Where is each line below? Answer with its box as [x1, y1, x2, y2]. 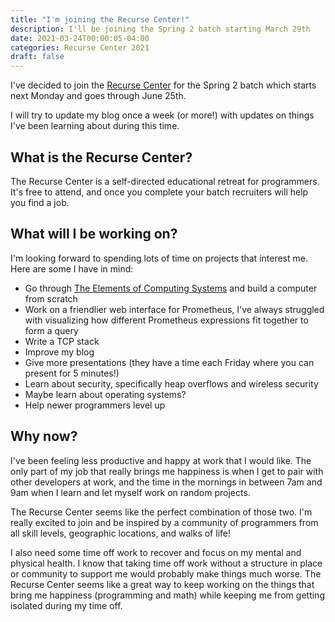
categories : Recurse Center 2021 [10, 42, 150, 53]
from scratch [24, 292, 78, 305]
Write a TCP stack [24, 335, 100, 347]
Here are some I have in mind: [10, 262, 134, 275]
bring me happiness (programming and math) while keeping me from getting [10, 589, 325, 601]
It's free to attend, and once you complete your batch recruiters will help [10, 186, 309, 198]
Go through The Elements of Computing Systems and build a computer [24, 282, 318, 294]
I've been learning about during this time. [10, 120, 180, 132]
